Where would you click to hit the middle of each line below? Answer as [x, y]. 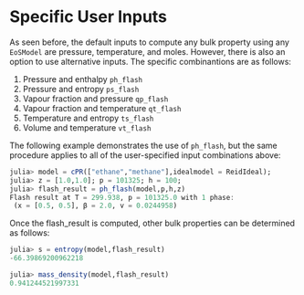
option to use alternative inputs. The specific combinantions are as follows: [151, 61]
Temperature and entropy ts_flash [88, 118]
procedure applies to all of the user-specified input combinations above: [145, 155]
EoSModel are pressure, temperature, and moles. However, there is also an [147, 51]
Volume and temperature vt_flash [87, 127]
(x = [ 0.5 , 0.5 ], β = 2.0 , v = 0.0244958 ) [95, 206]
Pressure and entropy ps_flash [81, 89]
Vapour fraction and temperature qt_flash [102, 108]
